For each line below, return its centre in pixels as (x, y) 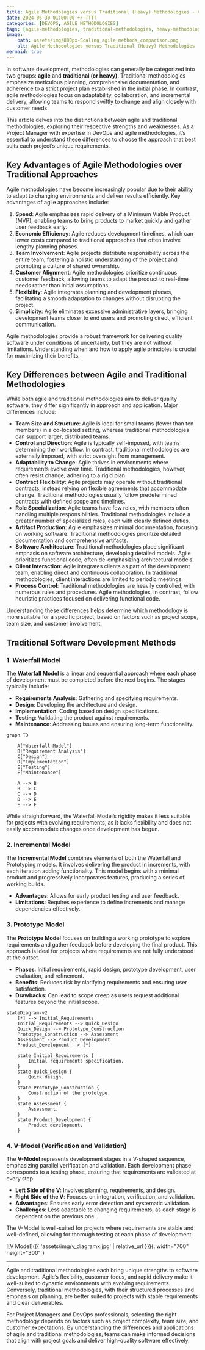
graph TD (17, 735)
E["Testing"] (34, 767)
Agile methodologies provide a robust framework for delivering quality (95, 336)
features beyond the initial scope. (57, 1002)
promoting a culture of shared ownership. (67, 265)
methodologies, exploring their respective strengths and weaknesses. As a (100, 126)
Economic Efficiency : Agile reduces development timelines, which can (104, 233)
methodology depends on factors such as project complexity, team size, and (103, 1321)
